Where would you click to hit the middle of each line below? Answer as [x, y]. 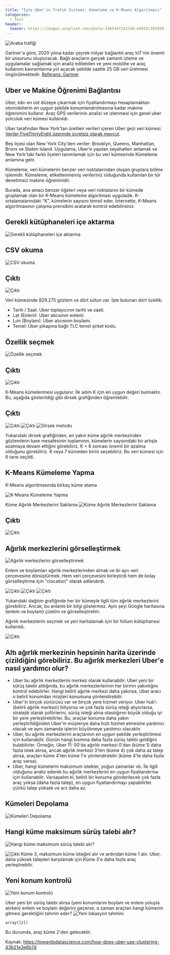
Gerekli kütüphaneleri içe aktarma [60, 222]
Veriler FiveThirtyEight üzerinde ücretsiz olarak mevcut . [63, 134]
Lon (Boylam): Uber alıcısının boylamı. [52, 321]
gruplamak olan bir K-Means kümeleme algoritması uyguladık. [70, 195]
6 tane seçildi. [20, 457]
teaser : [18, 29]
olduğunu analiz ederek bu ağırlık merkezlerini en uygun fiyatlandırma [85, 772]
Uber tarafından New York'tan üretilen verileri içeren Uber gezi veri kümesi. [83, 128]
